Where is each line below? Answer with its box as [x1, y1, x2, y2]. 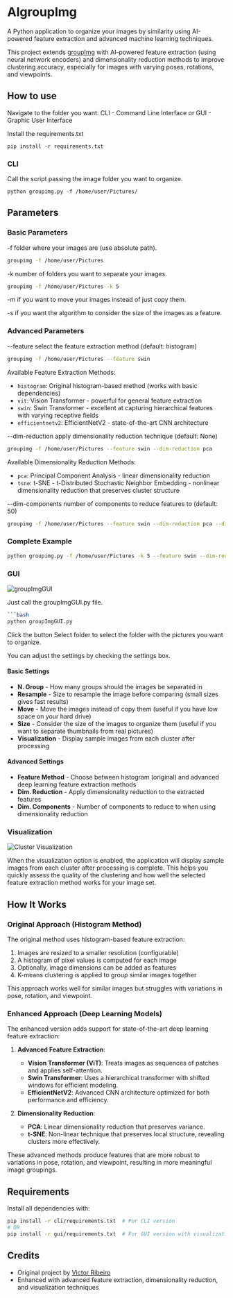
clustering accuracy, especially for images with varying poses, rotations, [7, 62, 214, 71]
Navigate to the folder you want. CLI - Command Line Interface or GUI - [7, 108, 212, 117]
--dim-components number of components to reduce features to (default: [7, 499, 218, 507]
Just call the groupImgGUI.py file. [7, 598, 103, 606]
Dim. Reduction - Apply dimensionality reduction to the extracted [17, 788, 205, 796]
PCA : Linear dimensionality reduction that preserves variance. [27, 1122, 205, 1131]
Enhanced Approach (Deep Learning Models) [7, 1009, 163, 1018]
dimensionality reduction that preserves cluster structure [17, 486, 180, 494]
